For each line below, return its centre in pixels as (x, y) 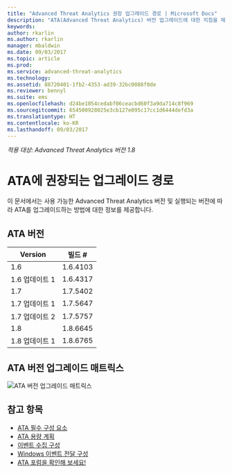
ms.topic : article (34, 59)
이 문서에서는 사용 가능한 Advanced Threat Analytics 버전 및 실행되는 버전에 (111, 201)
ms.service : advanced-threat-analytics (65, 71)
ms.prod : (20, 65)
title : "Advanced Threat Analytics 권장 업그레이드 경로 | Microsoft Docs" (113, 14)
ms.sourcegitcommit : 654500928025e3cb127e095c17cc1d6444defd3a (100, 110)
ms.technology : (29, 78)
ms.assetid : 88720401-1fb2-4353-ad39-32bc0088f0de (82, 84)
